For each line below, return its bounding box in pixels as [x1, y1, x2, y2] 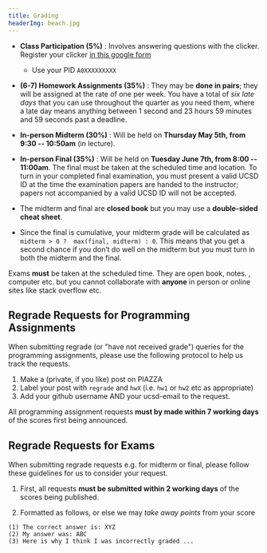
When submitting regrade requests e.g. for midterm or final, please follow [8, 460, 249, 470]
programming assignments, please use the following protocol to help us [8, 351, 244, 360]
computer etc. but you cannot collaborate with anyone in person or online [8, 276, 251, 286]
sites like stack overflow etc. [8, 285, 102, 295]
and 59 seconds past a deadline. [19, 114, 128, 124]
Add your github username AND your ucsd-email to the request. [19, 392, 230, 401]
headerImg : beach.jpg [8, 19, 80, 27]
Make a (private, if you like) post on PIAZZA [19, 375, 163, 384]
